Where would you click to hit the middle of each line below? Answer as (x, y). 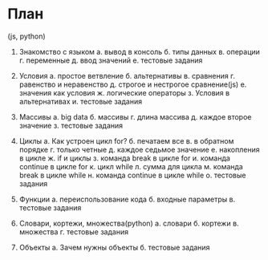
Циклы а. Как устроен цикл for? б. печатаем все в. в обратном (126, 140)
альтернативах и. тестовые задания (80, 101)
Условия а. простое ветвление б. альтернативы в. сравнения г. (127, 75)
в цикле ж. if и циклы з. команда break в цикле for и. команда (124, 158)
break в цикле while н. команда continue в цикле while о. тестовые (132, 175)
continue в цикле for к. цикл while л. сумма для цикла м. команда (131, 166)
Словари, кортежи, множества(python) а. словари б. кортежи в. (129, 223)
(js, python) (26, 36)
